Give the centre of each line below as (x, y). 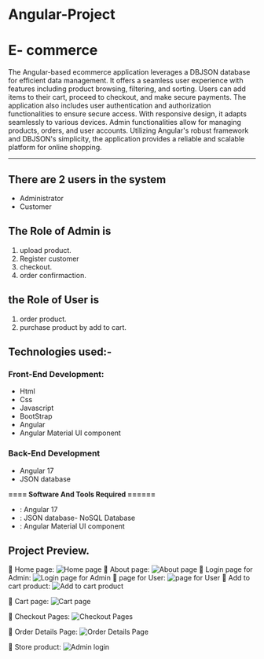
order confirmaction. (53, 275)
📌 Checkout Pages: (39, 617)
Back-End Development (54, 453)
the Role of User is (54, 300)
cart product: (29, 586)
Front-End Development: (56, 374)
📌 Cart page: (29, 602)
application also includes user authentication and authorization (110, 106)
